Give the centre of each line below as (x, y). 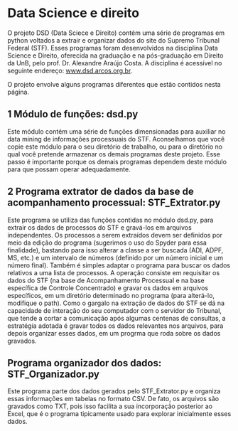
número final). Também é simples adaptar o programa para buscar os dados (119, 265)
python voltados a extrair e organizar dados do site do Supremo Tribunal (114, 40)
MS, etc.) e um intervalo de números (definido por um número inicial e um (115, 257)
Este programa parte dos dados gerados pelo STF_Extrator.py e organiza (114, 391)
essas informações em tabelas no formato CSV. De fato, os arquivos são (113, 399)
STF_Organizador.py (53, 374)
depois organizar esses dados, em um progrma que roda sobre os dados (114, 333)
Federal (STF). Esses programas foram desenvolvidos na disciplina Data (113, 48)
